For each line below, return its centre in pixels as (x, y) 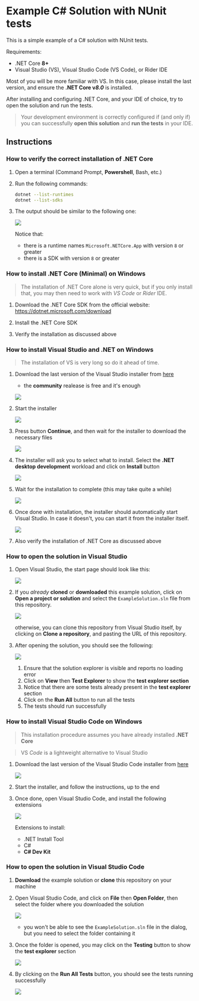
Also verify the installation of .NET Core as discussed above (88, 541)
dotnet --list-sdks (39, 200)
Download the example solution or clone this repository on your (93, 880)
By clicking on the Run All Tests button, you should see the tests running (104, 974)
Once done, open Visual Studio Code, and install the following (90, 798)
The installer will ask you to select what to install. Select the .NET (94, 460)
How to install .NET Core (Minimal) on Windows (76, 274)
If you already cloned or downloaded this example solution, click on (98, 592)
